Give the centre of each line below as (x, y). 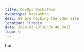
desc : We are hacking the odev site (42, 18)
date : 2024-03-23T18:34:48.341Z (38, 27)
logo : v (13, 32)
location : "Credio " (26, 23)
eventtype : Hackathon (27, 14)
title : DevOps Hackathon (30, 9)
